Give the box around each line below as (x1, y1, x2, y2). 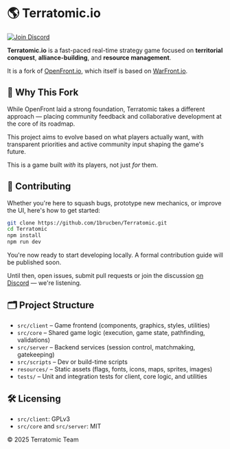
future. (7, 147, 26, 155)
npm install (7, 232, 41, 239)
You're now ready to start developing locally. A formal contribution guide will (7, 251, 223, 260)
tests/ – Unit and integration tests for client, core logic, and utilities (16, 372, 207, 380)
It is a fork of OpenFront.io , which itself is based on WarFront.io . (7, 67, 188, 75)
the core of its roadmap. (7, 119, 76, 128)
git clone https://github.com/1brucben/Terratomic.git (7, 219, 168, 227)
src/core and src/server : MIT (16, 422, 102, 430)
